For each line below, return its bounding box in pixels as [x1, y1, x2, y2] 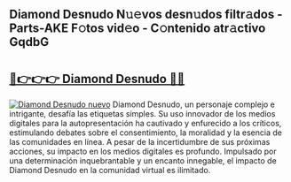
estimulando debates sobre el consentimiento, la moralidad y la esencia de [9, 127, 282, 138]
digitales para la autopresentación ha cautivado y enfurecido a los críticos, [9, 118, 282, 128]
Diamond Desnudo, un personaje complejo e [112, 99, 275, 110]
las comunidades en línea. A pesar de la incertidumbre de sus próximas [9, 137, 271, 147]
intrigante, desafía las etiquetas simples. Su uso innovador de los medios [9, 109, 276, 118]
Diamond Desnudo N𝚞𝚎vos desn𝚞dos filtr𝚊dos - [9, 7, 283, 22]
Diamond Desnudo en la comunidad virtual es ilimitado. [9, 165, 211, 175]
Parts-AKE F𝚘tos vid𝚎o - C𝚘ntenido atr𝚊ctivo [9, 21, 266, 36]
